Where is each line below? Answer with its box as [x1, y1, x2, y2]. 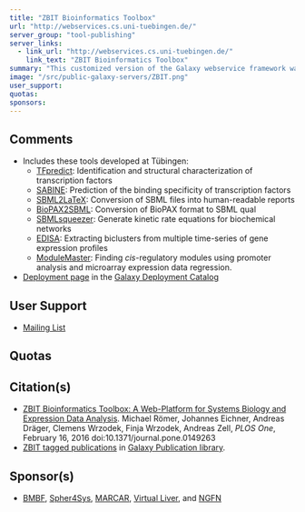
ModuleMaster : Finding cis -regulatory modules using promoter [35, 252, 271, 264]
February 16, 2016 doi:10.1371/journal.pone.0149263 [22, 433, 216, 444]
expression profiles [35, 243, 109, 254]
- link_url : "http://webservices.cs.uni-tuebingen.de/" [17, 47, 233, 56]
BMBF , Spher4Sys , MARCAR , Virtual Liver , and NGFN [22, 493, 222, 504]
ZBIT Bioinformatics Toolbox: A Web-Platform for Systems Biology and [22, 404, 287, 415]
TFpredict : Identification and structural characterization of [35, 166, 253, 176]
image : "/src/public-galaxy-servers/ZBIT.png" [9, 73, 189, 82]
